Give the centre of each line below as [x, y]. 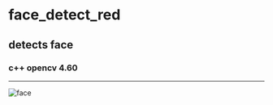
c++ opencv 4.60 [43, 68]
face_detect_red [65, 15]
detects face [41, 45]
